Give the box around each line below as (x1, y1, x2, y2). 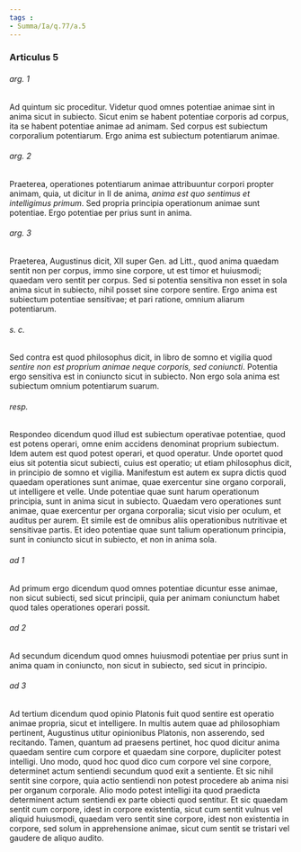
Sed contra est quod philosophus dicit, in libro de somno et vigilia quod (9, 352, 272, 363)
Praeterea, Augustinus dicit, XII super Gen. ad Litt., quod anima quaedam (9, 256, 279, 266)
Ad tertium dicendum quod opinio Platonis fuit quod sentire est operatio (9, 708, 275, 720)
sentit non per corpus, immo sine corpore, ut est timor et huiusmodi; (9, 265, 262, 276)
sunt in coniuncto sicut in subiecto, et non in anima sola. (9, 534, 217, 545)
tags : (9, 13, 34, 22)
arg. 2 (9, 150, 31, 162)
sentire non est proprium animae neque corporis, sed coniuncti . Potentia (9, 362, 279, 372)
